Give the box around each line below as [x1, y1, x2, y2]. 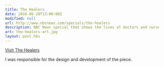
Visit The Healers [5, 47, 40, 53]
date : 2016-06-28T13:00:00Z [5, 12, 62, 16]
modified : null [5, 16, 36, 21]
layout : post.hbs [5, 34, 41, 39]
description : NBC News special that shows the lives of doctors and [5, 25, 147, 30]
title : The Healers [5, 7, 45, 12]
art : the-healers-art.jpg [5, 29, 58, 34]
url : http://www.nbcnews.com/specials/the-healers [5, 20, 110, 26]
